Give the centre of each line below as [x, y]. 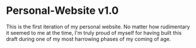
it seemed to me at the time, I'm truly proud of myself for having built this [94, 32]
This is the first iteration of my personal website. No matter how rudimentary [98, 27]
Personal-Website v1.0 [62, 11]
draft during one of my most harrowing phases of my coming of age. [89, 39]
